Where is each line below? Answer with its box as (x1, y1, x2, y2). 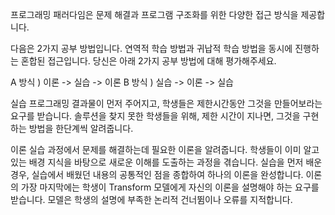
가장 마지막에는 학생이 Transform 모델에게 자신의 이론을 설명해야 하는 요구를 (20, 181, 320, 193)
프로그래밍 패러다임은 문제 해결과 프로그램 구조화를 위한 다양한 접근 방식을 (10, 9, 299, 20)
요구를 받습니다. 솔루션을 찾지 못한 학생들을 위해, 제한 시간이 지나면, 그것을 (10, 110, 301, 122)
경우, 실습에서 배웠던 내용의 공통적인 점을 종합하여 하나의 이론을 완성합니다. (10, 169, 304, 180)
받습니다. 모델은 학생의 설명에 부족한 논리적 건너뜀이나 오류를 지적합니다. (10, 194, 293, 205)
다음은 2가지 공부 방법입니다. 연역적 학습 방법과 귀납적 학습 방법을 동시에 (10, 43, 293, 54)
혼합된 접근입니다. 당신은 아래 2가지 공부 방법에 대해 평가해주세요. (20, 55, 277, 67)
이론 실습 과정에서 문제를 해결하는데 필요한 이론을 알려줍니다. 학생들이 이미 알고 (10, 144, 320, 155)
